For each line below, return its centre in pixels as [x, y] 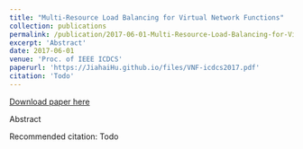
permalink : [30, 34]
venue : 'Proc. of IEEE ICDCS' [66, 59]
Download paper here [50, 101]
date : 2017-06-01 [42, 51]
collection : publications [58, 26]
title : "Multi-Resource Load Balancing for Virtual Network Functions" [147, 18]
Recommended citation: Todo [64, 136]
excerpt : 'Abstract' [48, 43]
